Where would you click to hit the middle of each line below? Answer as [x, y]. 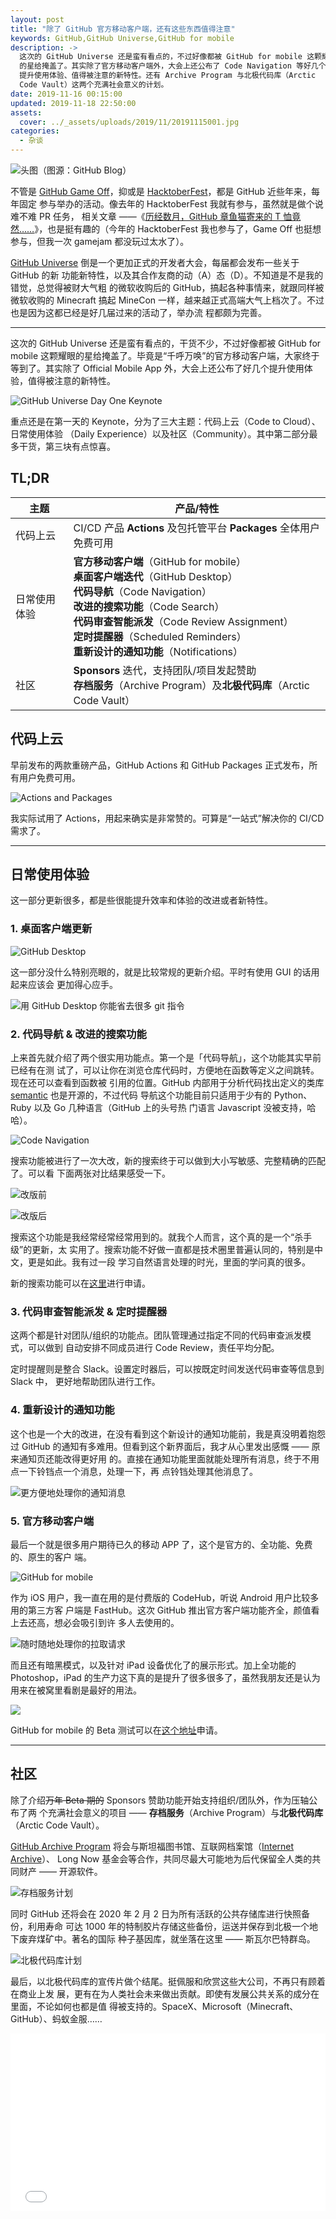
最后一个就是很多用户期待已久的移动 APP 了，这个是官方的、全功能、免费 [161, 1544]
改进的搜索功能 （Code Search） [149, 606]
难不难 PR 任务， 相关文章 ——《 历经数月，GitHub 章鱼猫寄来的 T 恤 [151, 216]
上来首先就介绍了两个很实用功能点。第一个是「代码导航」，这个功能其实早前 [166, 1058]
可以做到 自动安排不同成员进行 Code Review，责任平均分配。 [153, 1348]
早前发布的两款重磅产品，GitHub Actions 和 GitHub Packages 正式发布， [160, 765]
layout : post [37, 19]
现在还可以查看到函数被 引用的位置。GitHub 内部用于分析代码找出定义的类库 [167, 1083]
